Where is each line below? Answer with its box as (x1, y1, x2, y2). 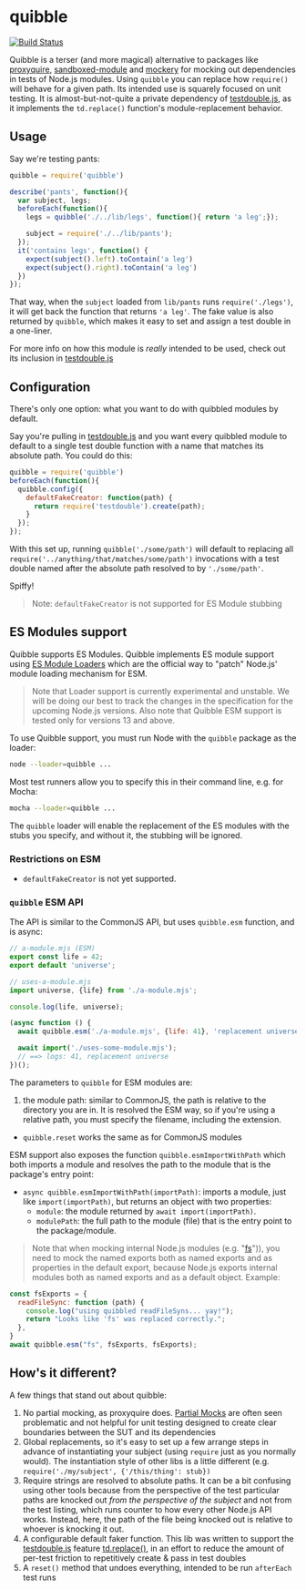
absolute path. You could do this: (9, 450, 134, 461)
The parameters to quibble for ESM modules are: (9, 1077, 193, 1088)
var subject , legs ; (17, 196, 92, 205)
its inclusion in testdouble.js (9, 353, 114, 364)
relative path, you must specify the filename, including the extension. (22, 1113, 282, 1124)
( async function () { (9, 1019, 92, 1028)
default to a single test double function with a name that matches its (9, 440, 264, 452)
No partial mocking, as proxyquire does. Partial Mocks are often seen (22, 1407, 282, 1418)
